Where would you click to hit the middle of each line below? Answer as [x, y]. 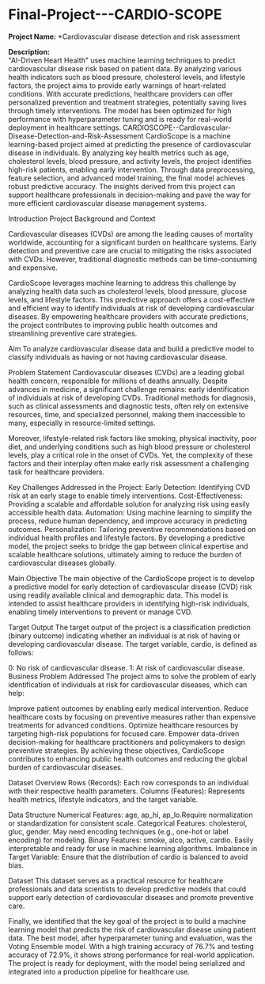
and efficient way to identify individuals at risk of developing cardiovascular [131, 308]
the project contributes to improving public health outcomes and [113, 325]
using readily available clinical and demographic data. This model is [118, 595]
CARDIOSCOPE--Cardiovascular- [177, 127]
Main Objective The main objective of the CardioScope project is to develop [132, 578]
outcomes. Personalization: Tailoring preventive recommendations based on [132, 529]
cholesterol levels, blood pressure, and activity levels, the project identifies [130, 161]
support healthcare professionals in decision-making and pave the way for [130, 195]
